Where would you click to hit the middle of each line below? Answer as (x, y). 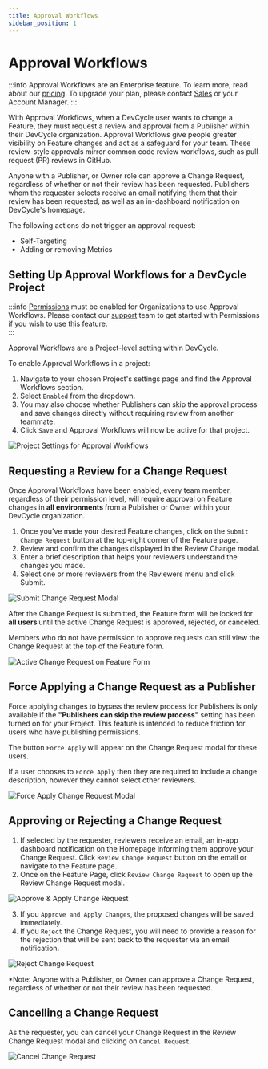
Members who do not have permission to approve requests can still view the (134, 638)
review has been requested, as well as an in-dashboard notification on (124, 201)
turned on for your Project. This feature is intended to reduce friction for (127, 723)
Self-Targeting (44, 241)
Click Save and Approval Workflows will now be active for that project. (135, 430)
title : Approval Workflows (53, 16)
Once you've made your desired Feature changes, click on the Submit (134, 531)
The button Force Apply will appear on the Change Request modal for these (133, 747)
